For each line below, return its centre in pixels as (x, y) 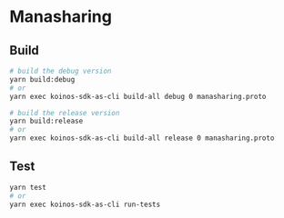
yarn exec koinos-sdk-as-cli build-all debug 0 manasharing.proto (138, 96)
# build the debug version (61, 71)
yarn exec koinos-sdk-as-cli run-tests (85, 204)
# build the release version (65, 113)
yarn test (28, 187)
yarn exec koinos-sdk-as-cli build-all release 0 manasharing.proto (142, 138)
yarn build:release (46, 121)
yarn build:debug (42, 79)
